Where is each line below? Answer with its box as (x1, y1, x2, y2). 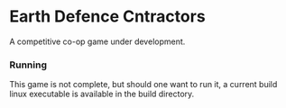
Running (9, 58, 48, 71)
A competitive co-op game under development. (9, 36, 186, 47)
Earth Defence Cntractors (9, 6, 206, 27)
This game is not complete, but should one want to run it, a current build (9, 79, 278, 90)
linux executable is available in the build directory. (9, 88, 195, 100)
